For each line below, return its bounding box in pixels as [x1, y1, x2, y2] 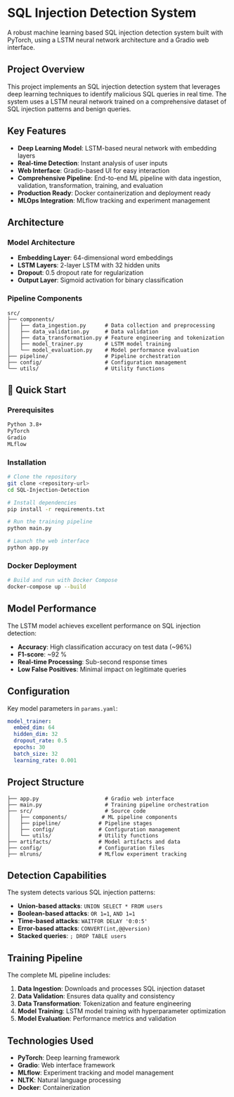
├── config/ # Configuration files [7, 844, 165, 851]
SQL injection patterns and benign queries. [7, 104, 131, 113]
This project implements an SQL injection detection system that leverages [7, 82, 221, 91]
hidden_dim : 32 [13, 730, 58, 738]
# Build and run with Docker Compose [7, 577, 118, 584]
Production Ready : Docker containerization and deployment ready [17, 189, 211, 197]
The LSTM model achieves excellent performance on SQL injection [7, 621, 201, 630]
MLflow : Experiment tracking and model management [17, 1068, 174, 1077]
